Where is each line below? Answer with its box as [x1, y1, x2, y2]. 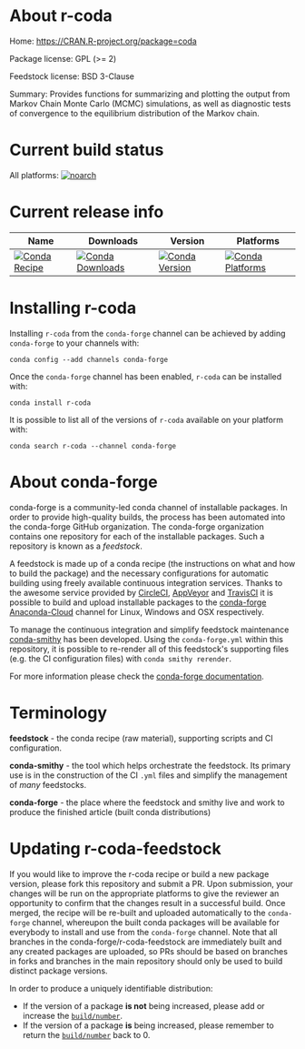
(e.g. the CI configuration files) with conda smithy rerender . [9, 652, 231, 664]
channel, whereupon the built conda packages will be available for [31, 916, 280, 928]
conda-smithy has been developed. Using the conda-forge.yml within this [9, 633, 284, 644]
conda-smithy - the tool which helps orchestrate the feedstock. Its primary [9, 760, 291, 771]
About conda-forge [9, 471, 158, 492]
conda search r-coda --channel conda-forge [9, 441, 177, 450]
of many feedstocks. [9, 779, 87, 790]
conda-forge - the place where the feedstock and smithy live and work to [9, 797, 285, 808]
